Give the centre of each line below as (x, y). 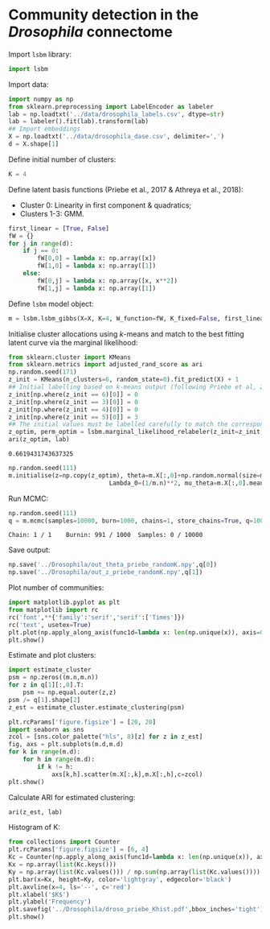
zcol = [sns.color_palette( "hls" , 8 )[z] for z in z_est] (106, 737)
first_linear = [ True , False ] (59, 228)
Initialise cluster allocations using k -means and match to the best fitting (127, 334)
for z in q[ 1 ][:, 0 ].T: (46, 685)
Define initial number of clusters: (62, 159)
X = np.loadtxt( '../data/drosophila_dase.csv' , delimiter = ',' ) (117, 137)
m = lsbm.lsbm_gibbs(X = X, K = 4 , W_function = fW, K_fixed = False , (115, 318)
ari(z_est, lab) (35, 812)
